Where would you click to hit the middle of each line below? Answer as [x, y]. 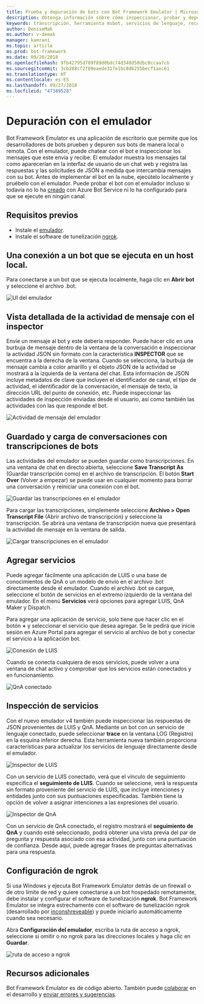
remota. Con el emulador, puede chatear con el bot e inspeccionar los [93, 151]
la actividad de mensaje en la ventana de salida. [66, 530]
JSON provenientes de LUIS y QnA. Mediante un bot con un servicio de [96, 727]
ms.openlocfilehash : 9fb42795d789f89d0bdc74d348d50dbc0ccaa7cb [88, 63]
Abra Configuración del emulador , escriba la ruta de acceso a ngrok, [93, 930]
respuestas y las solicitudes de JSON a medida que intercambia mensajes [99, 170]
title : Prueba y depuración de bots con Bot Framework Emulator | [92, 12]
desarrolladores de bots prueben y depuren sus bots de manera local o [95, 144]
